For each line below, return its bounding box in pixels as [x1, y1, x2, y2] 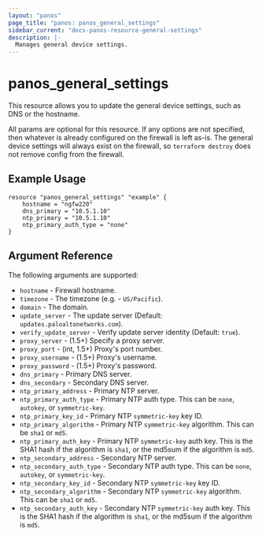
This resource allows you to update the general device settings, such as [8, 101, 242, 110]
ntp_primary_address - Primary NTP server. [19, 385, 160, 395]
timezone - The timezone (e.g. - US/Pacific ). [19, 293, 164, 303]
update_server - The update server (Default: [19, 311, 163, 320]
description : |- [8, 33, 61, 42]
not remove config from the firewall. [8, 150, 124, 159]
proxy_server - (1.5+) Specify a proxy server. [19, 336, 165, 345]
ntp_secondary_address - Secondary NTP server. [19, 452, 177, 462]
